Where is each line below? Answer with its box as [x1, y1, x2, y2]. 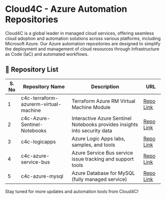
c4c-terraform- [21, 95, 58, 101]
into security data [71, 127, 113, 134]
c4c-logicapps [21, 138, 56, 145]
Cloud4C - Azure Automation [5, 3, 127, 15]
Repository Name [23, 83, 65, 90]
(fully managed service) [71, 176, 127, 183]
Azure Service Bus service [71, 149, 133, 156]
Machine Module [71, 103, 111, 110]
